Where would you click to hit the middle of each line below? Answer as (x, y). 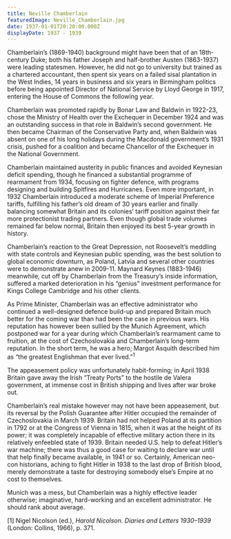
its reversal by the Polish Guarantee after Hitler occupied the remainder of (112, 413)
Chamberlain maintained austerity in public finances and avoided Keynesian (115, 167)
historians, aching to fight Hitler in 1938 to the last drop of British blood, (121, 464)
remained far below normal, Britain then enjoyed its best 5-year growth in (111, 226)
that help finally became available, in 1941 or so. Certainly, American (104, 457)
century (18, 60)
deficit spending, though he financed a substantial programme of (100, 175)
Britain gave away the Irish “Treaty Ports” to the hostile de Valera (99, 377)
